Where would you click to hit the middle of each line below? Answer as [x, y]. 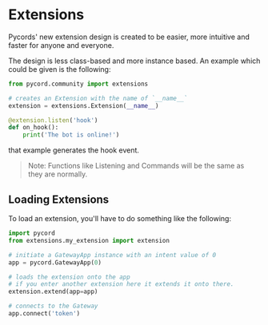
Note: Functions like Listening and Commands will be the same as [136, 166]
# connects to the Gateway [53, 306]
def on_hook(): [34, 128]
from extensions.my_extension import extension [89, 240]
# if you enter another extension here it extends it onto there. [121, 284]
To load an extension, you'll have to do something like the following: [120, 218]
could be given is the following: [60, 69]
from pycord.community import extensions [78, 84]
